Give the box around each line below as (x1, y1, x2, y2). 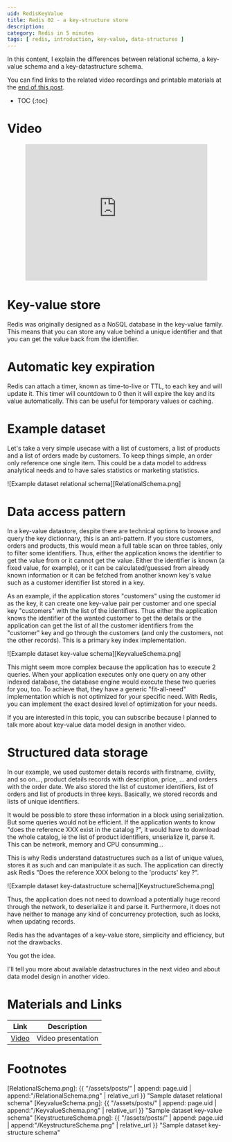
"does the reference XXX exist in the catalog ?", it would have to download (7, 825, 220, 833)
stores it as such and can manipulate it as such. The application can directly (7, 860, 224, 869)
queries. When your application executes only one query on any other (7, 670, 206, 678)
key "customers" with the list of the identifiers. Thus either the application (7, 606, 218, 614)
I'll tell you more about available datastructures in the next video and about (7, 964, 220, 973)
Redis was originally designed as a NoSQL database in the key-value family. (7, 320, 224, 328)
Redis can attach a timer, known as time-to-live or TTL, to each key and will (7, 382, 222, 390)
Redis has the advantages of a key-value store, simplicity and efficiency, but (7, 931, 225, 939)
